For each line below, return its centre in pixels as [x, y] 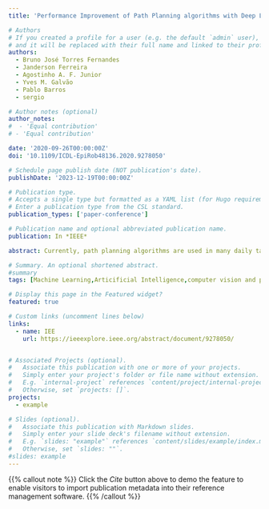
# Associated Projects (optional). [68, 360]
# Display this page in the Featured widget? [85, 295]
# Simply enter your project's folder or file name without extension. [134, 375]
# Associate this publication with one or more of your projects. [125, 368]
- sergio [30, 97]
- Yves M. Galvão [44, 82]
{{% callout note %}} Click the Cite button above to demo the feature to [126, 479]
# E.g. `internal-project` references [77, 383]
